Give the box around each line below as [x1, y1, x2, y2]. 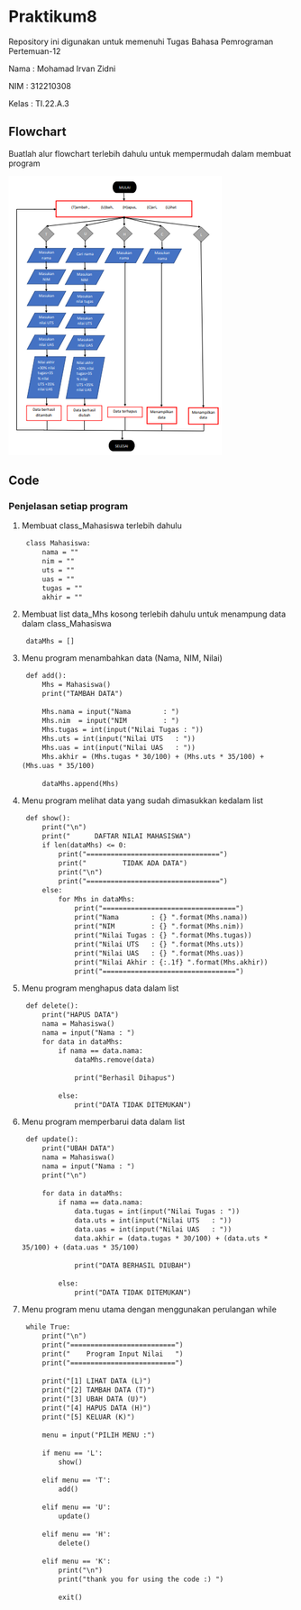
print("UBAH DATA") [41, 1144, 115, 1153]
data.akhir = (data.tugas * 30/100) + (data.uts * [74, 1234, 269, 1243]
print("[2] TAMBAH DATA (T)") [41, 1386, 156, 1395]
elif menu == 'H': [41, 1530, 112, 1539]
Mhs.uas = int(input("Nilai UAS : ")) [41, 744, 196, 753]
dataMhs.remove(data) [74, 1056, 156, 1065]
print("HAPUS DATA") [41, 1011, 119, 1020]
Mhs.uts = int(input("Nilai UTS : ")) [41, 735, 196, 744]
